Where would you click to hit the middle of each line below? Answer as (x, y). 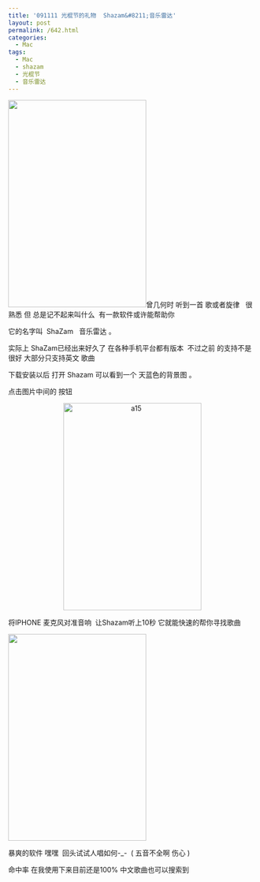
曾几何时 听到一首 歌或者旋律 (193, 304)
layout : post (30, 23)
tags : (17, 52)
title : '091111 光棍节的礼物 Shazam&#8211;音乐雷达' (92, 15)
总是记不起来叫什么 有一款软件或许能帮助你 (104, 314)
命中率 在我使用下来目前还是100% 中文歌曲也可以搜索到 (98, 869)
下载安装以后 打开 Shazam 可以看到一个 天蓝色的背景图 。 (102, 374)
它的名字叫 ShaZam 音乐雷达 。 (62, 331)
